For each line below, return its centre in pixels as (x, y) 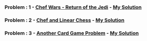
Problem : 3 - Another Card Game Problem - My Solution (72, 33)
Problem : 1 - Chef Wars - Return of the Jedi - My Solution (73, 7)
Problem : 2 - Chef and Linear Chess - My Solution (65, 20)
